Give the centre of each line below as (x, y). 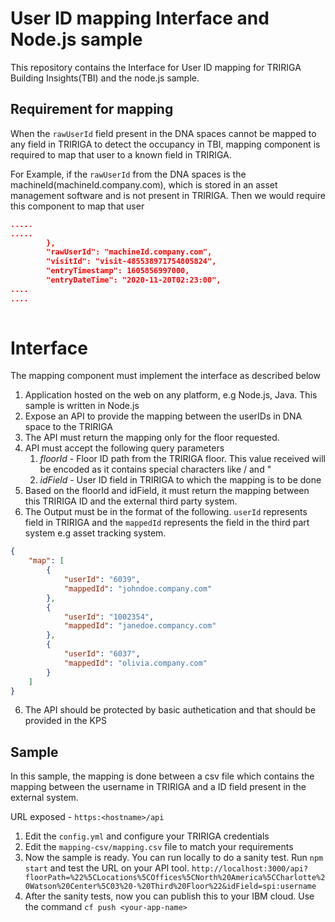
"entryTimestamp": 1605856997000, (118, 271)
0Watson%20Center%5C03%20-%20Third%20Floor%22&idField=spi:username (170, 887)
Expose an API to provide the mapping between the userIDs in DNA (163, 416)
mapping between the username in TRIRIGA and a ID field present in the (158, 787)
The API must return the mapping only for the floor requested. (152, 438)
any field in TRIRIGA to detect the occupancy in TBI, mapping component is (165, 144)
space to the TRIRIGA (68, 427)
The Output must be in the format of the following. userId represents (166, 512)
